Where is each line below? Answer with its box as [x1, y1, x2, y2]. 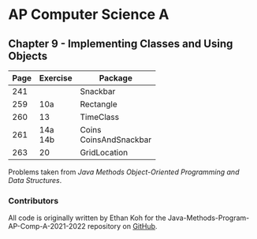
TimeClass [80, 112, 120, 122]
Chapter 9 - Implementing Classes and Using [8, 37, 233, 50]
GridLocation [80, 148, 128, 158]
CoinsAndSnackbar [80, 134, 152, 145]
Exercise [39, 73, 73, 84]
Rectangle [80, 99, 117, 110]
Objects [8, 49, 48, 62]
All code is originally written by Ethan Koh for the [8, 213, 167, 222]
